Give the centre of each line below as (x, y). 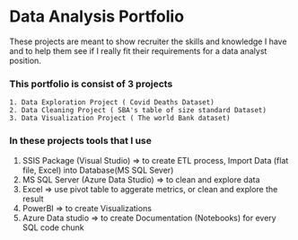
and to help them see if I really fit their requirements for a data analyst (138, 50)
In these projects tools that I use (81, 141)
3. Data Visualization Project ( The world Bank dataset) (120, 119)
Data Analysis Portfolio (97, 17)
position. (26, 60)
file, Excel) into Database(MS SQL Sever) (98, 170)
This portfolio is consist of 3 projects (91, 84)
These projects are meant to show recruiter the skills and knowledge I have (148, 41)
